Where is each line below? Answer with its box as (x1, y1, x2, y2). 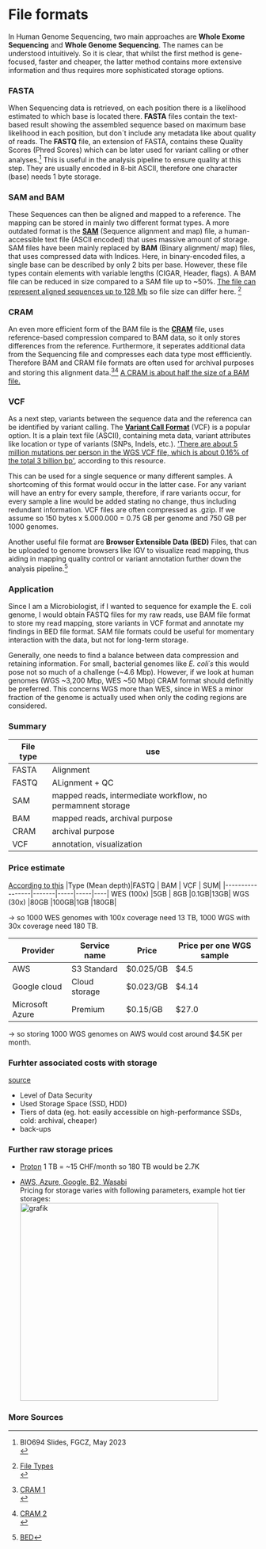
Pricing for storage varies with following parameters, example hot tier (19, 1186, 246, 1195)
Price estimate (8, 862, 66, 873)
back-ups (19, 1124, 51, 1133)
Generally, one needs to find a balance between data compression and (8, 651, 239, 660)
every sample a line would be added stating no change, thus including (8, 497, 237, 506)
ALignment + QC (51, 778, 114, 789)
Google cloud (12, 980, 63, 991)
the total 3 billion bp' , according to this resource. (8, 456, 166, 466)
